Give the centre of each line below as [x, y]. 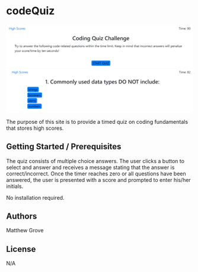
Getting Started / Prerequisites [64, 147]
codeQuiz [31, 11]
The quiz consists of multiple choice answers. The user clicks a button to [95, 161]
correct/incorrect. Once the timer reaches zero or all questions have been [96, 174]
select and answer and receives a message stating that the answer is [90, 167]
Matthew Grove [25, 231]
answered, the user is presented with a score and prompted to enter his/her [98, 180]
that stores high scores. [35, 128]
